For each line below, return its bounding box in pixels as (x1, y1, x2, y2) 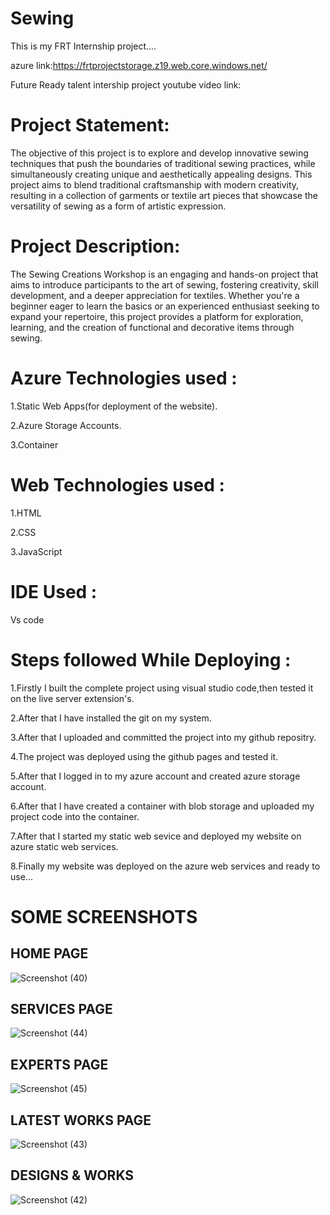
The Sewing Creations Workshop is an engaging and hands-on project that (10, 268, 319, 280)
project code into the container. (10, 810, 140, 822)
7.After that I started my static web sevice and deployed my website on (10, 830, 302, 842)
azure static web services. (10, 840, 119, 852)
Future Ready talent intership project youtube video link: (10, 78, 242, 91)
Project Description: (10, 235, 181, 258)
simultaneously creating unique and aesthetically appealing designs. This (10, 168, 313, 180)
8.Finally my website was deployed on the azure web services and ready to (10, 860, 321, 872)
